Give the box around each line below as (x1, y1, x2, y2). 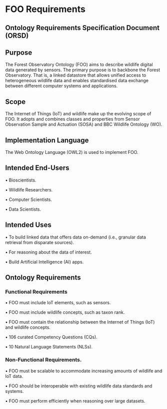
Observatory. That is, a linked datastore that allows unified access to (5, 72, 146, 78)
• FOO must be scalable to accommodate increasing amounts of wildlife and (5, 367, 162, 374)
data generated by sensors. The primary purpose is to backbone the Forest (5, 67, 160, 73)
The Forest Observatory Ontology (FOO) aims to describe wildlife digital (5, 62, 153, 68)
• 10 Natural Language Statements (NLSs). (5, 344, 93, 350)
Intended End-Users (5, 164, 69, 172)
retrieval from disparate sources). (5, 239, 74, 245)
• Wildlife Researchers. (5, 186, 53, 192)
